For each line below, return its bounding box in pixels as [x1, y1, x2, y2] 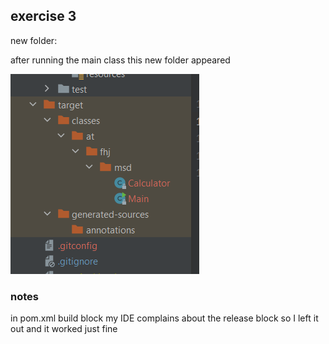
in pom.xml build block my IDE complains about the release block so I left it [10, 312, 319, 324]
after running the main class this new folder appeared [10, 54, 231, 66]
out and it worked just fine [10, 323, 118, 335]
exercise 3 [10, 8, 77, 25]
